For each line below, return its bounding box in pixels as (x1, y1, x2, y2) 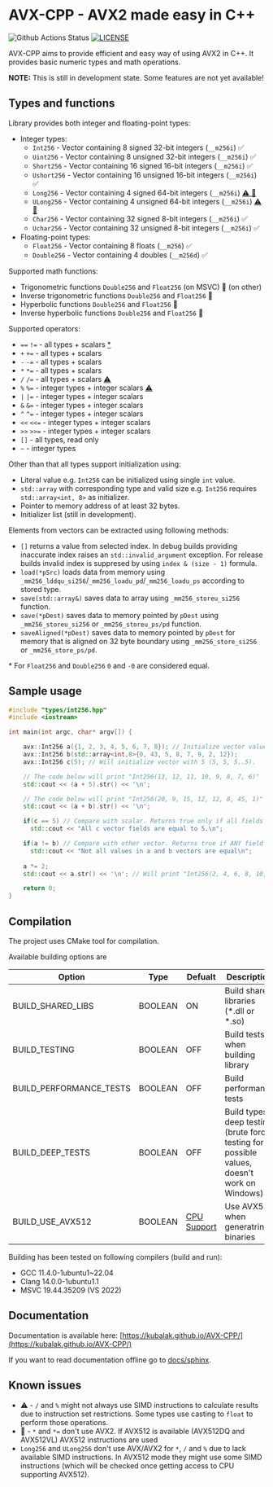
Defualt (186, 972, 217, 982)
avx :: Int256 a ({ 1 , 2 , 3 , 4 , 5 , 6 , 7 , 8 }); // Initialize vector (23, 743, 245, 751)
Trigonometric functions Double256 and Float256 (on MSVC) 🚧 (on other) (19, 282, 262, 292)
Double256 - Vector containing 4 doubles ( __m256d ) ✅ (32, 250, 209, 260)
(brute (224, 1126, 249, 1138)
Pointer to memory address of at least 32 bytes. (19, 501, 180, 511)
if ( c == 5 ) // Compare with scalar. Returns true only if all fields (23, 817, 264, 826)
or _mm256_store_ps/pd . (19, 645, 97, 655)
